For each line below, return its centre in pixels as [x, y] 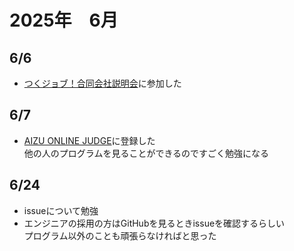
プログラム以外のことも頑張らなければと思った [120, 235]
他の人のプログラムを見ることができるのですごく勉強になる [146, 153]
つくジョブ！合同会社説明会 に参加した [102, 83]
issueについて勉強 [61, 210]
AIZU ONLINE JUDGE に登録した [89, 140]
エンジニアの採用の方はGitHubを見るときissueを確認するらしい [154, 223]
